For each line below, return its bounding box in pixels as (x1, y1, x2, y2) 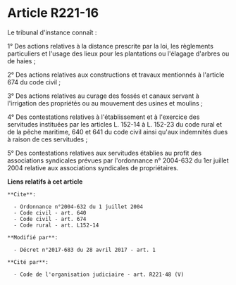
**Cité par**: (7, 258, 49, 265)
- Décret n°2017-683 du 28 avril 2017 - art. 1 (13, 246, 156, 253)
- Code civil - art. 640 (13, 209, 87, 216)
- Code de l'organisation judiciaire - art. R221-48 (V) (13, 271, 185, 278)
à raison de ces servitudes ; (7, 135, 88, 144)
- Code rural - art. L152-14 (13, 222, 99, 229)
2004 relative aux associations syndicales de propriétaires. (7, 163, 179, 172)
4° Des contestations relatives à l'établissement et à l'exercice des (7, 113, 200, 121)
